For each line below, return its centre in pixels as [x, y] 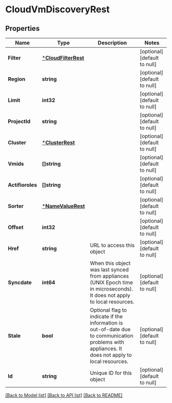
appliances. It [106, 349]
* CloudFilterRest [63, 58]
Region [17, 79]
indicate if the [106, 316]
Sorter [16, 206]
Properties [23, 28]
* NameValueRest [63, 206]
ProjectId [19, 121]
